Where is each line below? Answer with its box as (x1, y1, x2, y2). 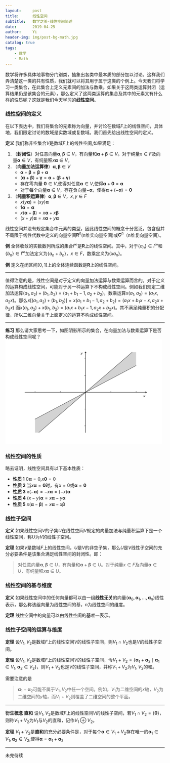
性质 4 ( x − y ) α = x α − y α (12, 495, 66, 501)
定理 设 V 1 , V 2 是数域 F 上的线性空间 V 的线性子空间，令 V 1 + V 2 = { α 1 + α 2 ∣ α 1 (5, 657, 160, 664)
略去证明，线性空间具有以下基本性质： (5, 465, 85, 472)
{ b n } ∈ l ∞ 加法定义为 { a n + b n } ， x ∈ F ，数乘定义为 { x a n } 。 (5, 249, 125, 258)
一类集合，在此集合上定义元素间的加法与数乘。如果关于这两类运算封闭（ (9, 84, 160, 90)
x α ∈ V (52, 157, 68, 163)
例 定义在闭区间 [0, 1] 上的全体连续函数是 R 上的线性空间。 (5, 262, 121, 268)
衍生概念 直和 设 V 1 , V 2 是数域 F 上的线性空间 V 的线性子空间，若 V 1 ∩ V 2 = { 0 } (5, 710, 160, 717)
